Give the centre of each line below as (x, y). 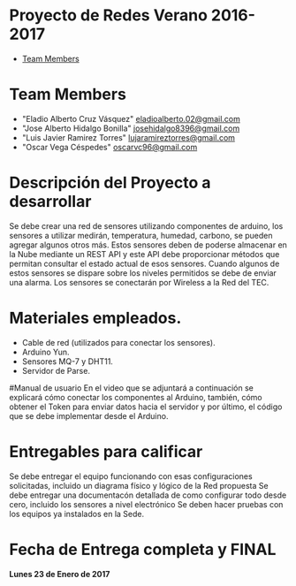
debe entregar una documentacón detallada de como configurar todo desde (148, 495)
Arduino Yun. (46, 352)
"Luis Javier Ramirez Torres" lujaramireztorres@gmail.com (129, 137)
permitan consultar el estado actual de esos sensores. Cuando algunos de (144, 263)
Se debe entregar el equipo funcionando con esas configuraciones (131, 476)
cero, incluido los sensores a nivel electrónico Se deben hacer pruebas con (146, 504)
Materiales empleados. (95, 318)
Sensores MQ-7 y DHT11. (67, 361)
